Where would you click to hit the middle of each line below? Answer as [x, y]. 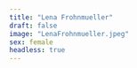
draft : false [33, 26]
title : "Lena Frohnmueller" [61, 17]
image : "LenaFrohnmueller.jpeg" [69, 34]
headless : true [37, 50]
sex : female [31, 42]
